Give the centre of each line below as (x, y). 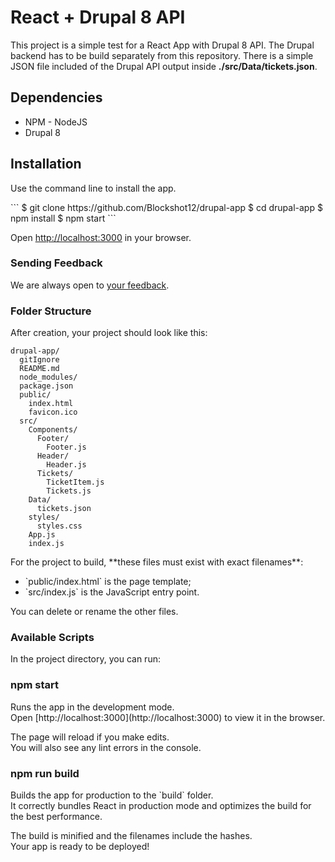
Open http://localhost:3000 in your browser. (101, 237)
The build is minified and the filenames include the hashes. (131, 836)
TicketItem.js (75, 482)
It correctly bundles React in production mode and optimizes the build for (161, 806)
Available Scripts (52, 638)
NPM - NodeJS (56, 122)
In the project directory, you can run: (85, 659)
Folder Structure (51, 311)
